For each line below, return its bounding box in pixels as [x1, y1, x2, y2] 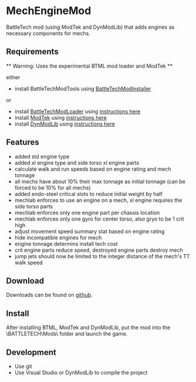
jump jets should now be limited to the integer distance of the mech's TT [14, 252, 190, 259]
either [6, 73, 21, 80]
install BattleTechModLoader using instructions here [14, 107, 141, 115]
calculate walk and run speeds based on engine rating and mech [14, 165, 171, 173]
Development [6, 347, 57, 357]
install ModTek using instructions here [14, 114, 107, 121]
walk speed [14, 259, 43, 266]
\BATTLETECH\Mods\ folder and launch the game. [6, 330, 128, 337]
